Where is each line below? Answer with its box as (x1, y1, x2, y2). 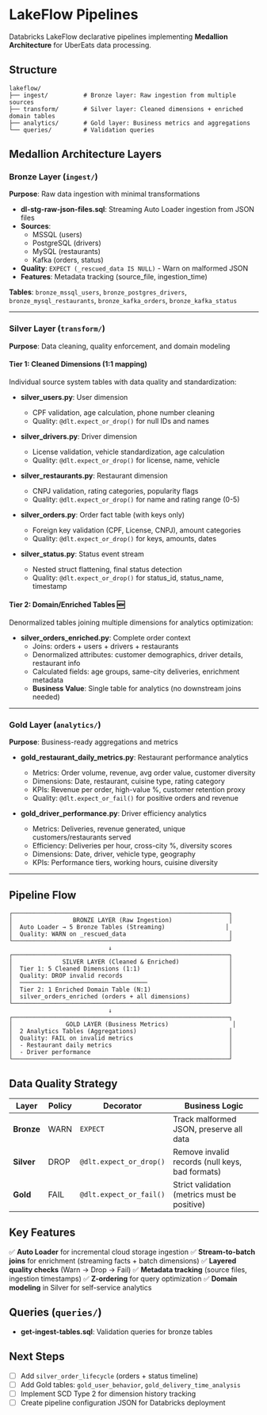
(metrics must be (172, 1189, 237, 1200)
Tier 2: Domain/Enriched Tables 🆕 (9, 599, 125, 609)
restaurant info (32, 659, 81, 668)
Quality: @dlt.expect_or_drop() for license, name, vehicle (32, 455, 220, 465)
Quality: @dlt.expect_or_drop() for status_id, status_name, (32, 573, 224, 583)
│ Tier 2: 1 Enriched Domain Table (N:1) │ (9, 986, 233, 994)
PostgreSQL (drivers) (32, 238, 101, 248)
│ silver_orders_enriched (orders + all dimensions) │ (9, 993, 233, 1001)
